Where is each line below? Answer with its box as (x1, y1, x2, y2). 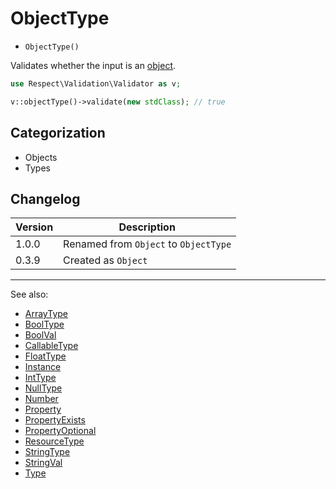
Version (15, 220, 54, 234)
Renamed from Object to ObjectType (63, 237, 232, 251)
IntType (24, 372, 57, 384)
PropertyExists (24, 414, 86, 426)
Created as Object (63, 253, 148, 267)
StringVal (24, 457, 63, 469)
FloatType (24, 350, 67, 362)
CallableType (24, 340, 79, 352)
